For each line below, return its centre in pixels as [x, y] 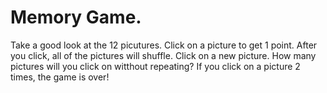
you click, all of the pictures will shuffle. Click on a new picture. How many [163, 55]
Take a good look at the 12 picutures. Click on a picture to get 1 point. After [164, 45]
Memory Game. [76, 17]
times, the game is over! [60, 77]
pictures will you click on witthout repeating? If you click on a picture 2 [155, 66]
